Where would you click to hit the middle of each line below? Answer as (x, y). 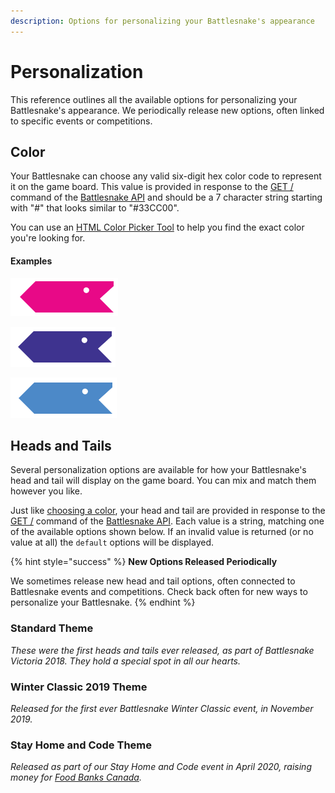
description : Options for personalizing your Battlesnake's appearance (162, 21)
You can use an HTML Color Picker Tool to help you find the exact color (157, 227)
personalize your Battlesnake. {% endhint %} (103, 602)
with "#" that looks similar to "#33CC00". (95, 208)
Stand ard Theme (52, 628)
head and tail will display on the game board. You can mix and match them (163, 481)
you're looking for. (48, 238)
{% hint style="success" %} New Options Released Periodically (144, 562)
